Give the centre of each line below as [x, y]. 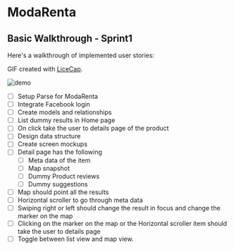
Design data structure [49, 136]
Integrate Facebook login [54, 105]
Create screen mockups [53, 144]
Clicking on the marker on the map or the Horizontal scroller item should [122, 223]
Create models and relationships [64, 112]
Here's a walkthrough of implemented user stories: [81, 55]
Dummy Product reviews [64, 176]
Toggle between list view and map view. [75, 239]
